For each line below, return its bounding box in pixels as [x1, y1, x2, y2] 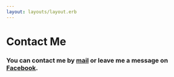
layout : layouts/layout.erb [6, 8, 77, 15]
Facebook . [6, 64, 38, 72]
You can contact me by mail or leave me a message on [6, 56, 168, 64]
